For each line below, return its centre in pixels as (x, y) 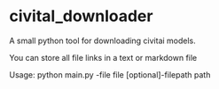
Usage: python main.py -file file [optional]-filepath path (110, 74)
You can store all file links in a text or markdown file (103, 57)
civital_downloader (81, 16)
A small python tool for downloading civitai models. (103, 41)
